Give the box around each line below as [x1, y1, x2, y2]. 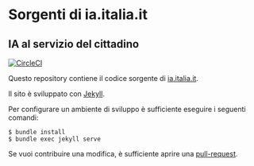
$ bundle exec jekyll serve [8, 135, 102, 143]
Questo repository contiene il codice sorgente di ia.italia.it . [8, 74, 198, 83]
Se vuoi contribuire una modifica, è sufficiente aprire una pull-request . [8, 149, 238, 158]
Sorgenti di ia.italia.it [8, 6, 148, 24]
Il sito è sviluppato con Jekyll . [8, 89, 106, 98]
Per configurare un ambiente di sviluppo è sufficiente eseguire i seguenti [8, 105, 246, 114]
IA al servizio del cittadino [8, 37, 140, 51]
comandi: [8, 113, 39, 122]
